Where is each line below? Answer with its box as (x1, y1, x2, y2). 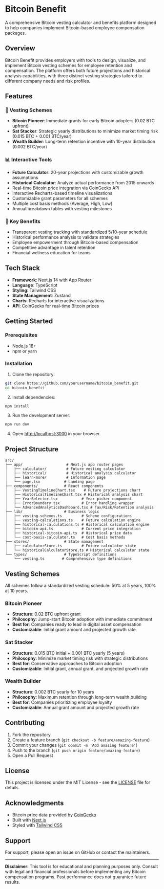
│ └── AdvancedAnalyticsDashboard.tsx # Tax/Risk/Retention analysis (5, 505, 154, 510)
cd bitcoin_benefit (5, 385, 45, 390)
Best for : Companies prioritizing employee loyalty (12, 699, 112, 705)
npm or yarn (12, 348, 37, 354)
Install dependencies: (12, 394, 56, 400)
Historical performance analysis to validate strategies (12, 234, 120, 240)
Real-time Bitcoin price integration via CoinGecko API (12, 185, 120, 191)
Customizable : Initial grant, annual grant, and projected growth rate (12, 666, 148, 671)
